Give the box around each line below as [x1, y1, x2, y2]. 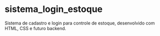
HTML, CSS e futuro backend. [4, 25, 66, 31]
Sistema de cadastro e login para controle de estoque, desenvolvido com [4, 20, 155, 26]
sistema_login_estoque [4, 3, 103, 15]
